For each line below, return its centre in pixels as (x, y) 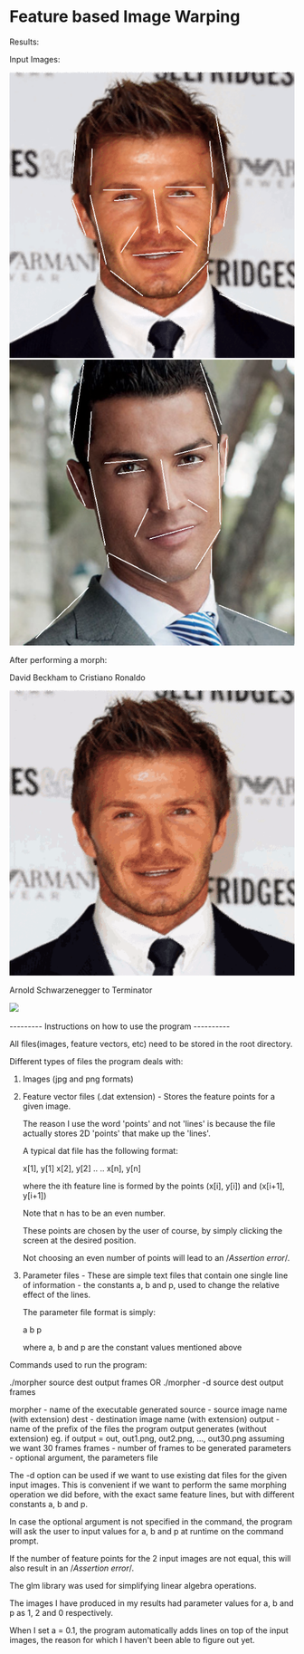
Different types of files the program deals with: (96, 1062)
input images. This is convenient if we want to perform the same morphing (148, 1485)
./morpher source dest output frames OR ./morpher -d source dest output (147, 1382)
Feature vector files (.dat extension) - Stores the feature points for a (149, 1097)
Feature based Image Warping (125, 17)
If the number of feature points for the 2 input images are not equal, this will (150, 1559)
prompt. (24, 1541)
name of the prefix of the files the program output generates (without (138, 1429)
